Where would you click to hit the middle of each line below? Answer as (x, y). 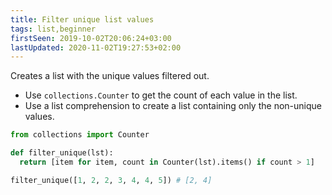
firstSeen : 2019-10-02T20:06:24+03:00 (91, 38)
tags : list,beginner (53, 29)
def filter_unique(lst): (62, 153)
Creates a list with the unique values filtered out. (110, 76)
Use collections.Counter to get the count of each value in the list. (161, 95)
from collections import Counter (80, 135)
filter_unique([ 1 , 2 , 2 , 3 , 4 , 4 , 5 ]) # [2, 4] (111, 180)
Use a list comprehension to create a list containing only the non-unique (173, 106)
